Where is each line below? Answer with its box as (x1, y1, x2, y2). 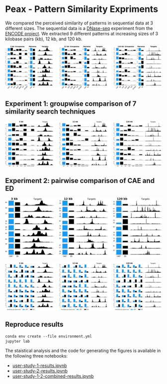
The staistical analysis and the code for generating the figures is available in (5, 348, 161, 354)
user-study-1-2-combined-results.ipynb (12, 373, 94, 380)
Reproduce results (5, 320, 64, 329)
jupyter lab (5, 339, 30, 344)
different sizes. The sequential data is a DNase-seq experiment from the (5, 25, 153, 31)
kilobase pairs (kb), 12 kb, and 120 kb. (5, 36, 83, 42)
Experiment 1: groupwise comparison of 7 (5, 100, 137, 108)
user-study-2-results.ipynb (12, 368, 68, 374)
